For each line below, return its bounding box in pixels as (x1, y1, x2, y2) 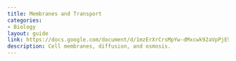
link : (7, 36, 23, 43)
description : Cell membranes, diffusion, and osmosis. (7, 43, 171, 50)
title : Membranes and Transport (7, 10, 102, 18)
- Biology (7, 23, 37, 30)
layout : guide (7, 29, 49, 37)
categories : (7, 17, 42, 24)
